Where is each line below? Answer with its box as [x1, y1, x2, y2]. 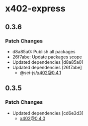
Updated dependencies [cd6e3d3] [12, 110, 84, 116]
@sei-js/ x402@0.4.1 [19, 70, 61, 76]
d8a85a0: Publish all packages [12, 48, 76, 54]
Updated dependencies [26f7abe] [12, 64, 82, 70]
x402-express [5, 3, 66, 14]
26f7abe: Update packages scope [12, 54, 82, 60]
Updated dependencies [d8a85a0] [12, 59, 84, 65]
